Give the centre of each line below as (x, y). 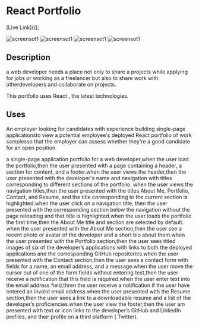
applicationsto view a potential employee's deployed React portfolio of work (99, 135)
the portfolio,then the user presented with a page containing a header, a (94, 165)
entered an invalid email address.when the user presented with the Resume (98, 291)
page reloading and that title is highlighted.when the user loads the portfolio (99, 216)
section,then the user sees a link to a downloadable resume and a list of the (99, 298)
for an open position (31, 148)
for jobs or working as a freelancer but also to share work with (82, 78)
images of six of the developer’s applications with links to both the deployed (99, 247)
